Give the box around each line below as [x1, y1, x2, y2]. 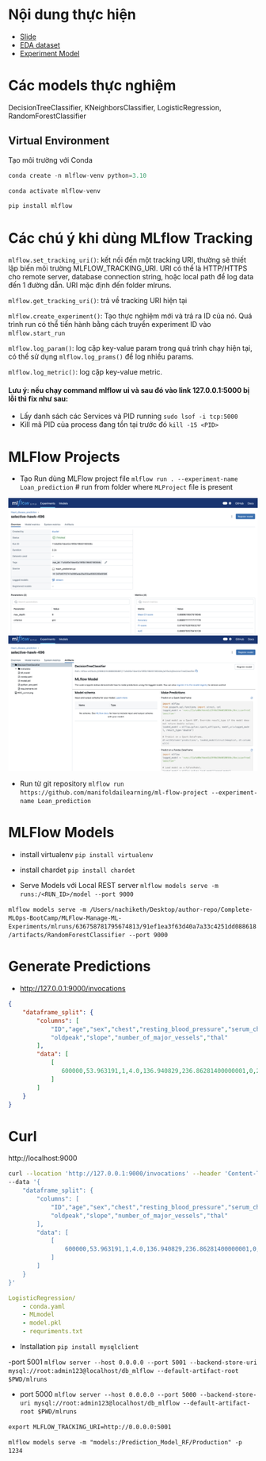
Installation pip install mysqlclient [19, 1342, 139, 1351]
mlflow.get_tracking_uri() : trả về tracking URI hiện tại [8, 296, 188, 306]
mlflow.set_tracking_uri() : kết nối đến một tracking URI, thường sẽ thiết [8, 256, 247, 265]
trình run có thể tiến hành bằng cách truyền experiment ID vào [8, 320, 211, 329]
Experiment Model [19, 48, 80, 58]
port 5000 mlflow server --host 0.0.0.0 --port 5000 [19, 1390, 196, 1399]
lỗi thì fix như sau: [8, 394, 69, 403]
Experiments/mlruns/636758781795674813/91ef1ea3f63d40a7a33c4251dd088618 [8, 923, 257, 931]
